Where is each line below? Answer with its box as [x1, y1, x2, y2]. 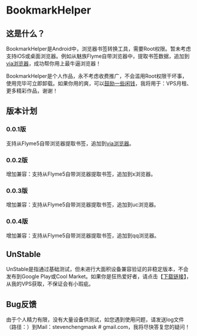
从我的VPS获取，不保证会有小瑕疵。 [6, 281, 94, 288]
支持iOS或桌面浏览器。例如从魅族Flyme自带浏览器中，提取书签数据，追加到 [6, 52, 190, 60]
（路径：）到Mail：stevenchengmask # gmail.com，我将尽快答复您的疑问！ [6, 324, 191, 331]
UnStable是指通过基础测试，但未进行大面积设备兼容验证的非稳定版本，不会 [6, 266, 189, 273]
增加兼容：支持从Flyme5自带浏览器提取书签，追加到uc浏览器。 [6, 201, 159, 208]
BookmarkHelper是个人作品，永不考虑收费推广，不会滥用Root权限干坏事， [6, 73, 188, 80]
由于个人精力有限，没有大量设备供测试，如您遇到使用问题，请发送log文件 [6, 316, 185, 323]
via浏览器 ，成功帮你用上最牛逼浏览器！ [6, 60, 101, 67]
